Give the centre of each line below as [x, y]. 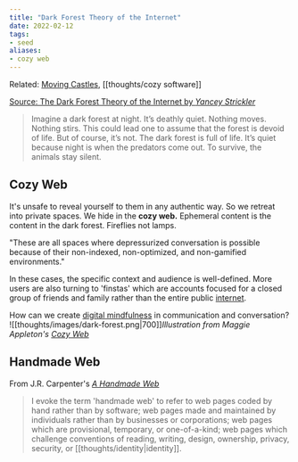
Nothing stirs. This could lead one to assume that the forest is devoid [157, 128]
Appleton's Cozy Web [49, 334]
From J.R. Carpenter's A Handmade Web [84, 384]
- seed [21, 42]
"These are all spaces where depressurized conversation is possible [135, 243]
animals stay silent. [66, 157]
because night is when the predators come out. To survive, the [146, 147]
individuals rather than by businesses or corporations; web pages [152, 419]
